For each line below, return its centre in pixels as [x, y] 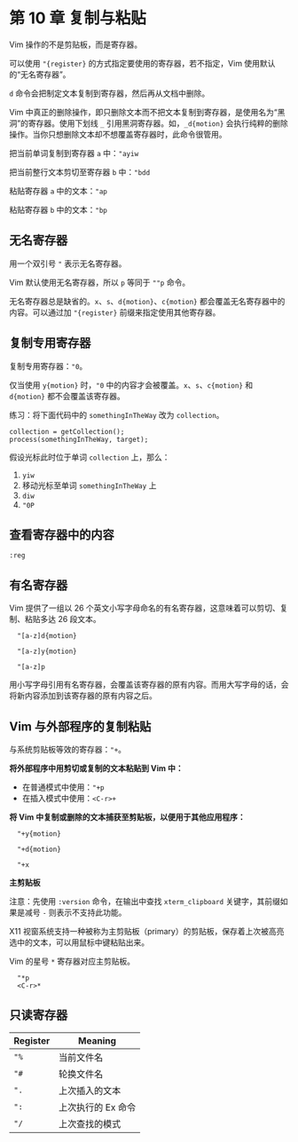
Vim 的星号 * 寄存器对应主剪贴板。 [72, 961]
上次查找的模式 [90, 1123]
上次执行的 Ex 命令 [97, 1107]
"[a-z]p [31, 667]
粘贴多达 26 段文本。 [63, 619]
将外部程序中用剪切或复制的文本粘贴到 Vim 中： [96, 768]
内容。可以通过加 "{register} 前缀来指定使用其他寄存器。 [115, 312]
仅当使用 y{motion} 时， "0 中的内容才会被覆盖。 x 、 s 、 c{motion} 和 [131, 385]
